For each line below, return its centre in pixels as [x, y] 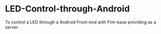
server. [12, 27]
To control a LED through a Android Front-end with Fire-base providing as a [81, 22]
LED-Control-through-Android [67, 9]
